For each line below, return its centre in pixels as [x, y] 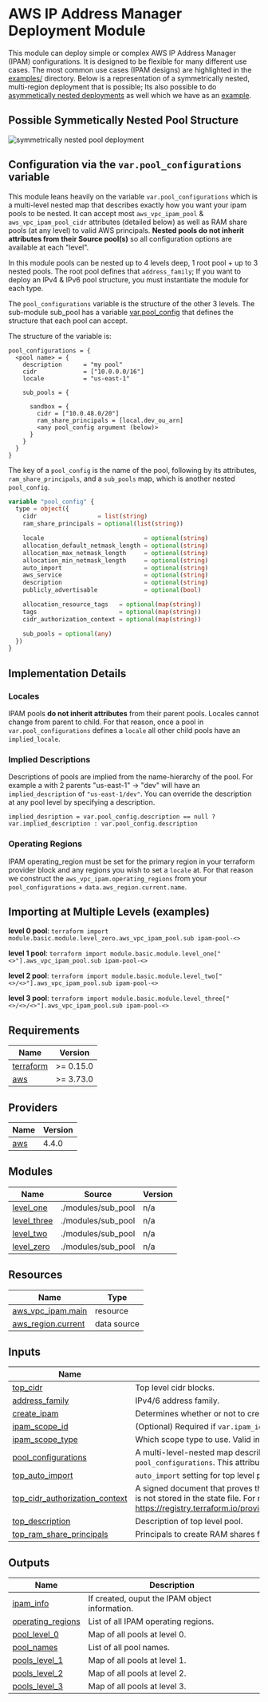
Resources [35, 1275]
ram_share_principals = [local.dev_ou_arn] [110, 420]
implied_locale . [35, 739]
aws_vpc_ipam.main [50, 1310]
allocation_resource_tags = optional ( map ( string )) [112, 605]
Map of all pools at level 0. [137, 1634]
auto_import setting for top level [195, 1475]
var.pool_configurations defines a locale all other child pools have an [124, 730]
